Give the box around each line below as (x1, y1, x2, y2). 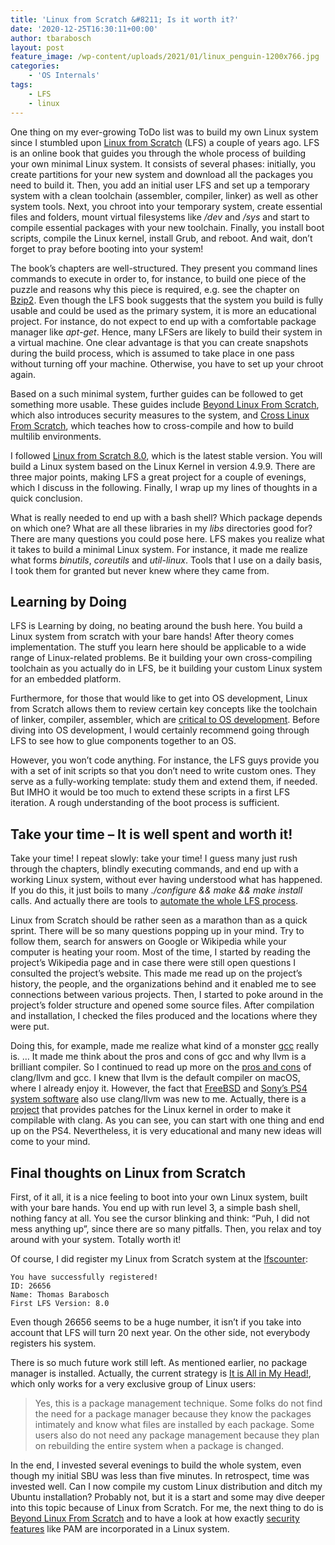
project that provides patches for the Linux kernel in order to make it (10, 1104, 292, 1116)
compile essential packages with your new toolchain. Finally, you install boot (10, 221, 325, 233)
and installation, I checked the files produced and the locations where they (10, 1010, 318, 1022)
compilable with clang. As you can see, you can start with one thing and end (10, 1114, 325, 1126)
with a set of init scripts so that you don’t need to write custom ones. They (10, 765, 317, 777)
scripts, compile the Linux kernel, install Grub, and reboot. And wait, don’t (10, 232, 313, 244)
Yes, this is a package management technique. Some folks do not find (34, 1397, 323, 1409)
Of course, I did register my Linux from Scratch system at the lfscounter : (10, 1252, 309, 1265)
